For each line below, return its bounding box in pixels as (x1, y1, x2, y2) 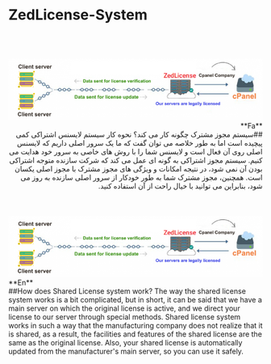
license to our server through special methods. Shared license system (8, 312, 241, 322)
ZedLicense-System (8, 6, 148, 24)
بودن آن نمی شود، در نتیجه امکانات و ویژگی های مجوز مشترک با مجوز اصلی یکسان (15, 163, 263, 173)
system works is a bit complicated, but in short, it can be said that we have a (8, 295, 262, 305)
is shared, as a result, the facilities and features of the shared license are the (8, 329, 262, 339)
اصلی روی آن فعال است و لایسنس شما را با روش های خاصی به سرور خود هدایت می (9, 146, 263, 156)
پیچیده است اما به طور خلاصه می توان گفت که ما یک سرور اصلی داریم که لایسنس (16, 138, 263, 147)
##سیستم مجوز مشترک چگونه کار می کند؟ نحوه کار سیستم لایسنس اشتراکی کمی (15, 129, 263, 139)
